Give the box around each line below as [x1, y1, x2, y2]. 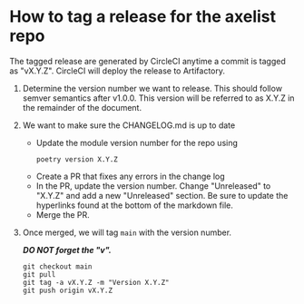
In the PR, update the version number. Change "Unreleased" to [35, 180, 271, 191]
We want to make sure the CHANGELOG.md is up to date [22, 120, 236, 131]
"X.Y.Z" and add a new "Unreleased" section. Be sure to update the [35, 190, 289, 201]
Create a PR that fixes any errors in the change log [35, 171, 225, 181]
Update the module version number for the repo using [35, 137, 239, 148]
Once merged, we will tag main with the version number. [22, 227, 232, 238]
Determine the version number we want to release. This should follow [22, 83, 283, 93]
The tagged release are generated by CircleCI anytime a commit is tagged [9, 55, 286, 66]
